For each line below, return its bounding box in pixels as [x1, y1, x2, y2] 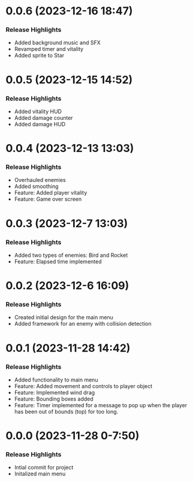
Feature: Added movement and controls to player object [14, 382, 153, 390]
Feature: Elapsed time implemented [14, 257, 102, 265]
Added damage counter [14, 114, 73, 121]
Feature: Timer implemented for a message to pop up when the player [14, 401, 188, 408]
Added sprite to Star [14, 52, 65, 59]
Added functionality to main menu [14, 376, 98, 383]
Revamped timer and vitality [14, 46, 84, 53]
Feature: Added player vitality [14, 189, 88, 196]
